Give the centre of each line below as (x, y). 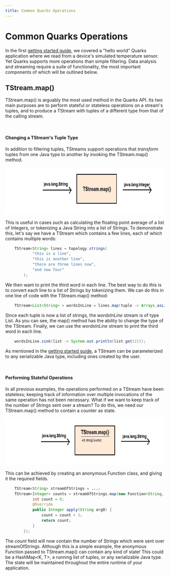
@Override (42, 505)
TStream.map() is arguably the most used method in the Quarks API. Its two (84, 100)
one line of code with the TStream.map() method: (57, 295)
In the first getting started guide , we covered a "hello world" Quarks (76, 50)
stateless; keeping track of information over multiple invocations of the (79, 394)
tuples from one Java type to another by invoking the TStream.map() (77, 154)
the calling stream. (25, 116)
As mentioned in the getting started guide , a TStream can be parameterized (84, 351)
